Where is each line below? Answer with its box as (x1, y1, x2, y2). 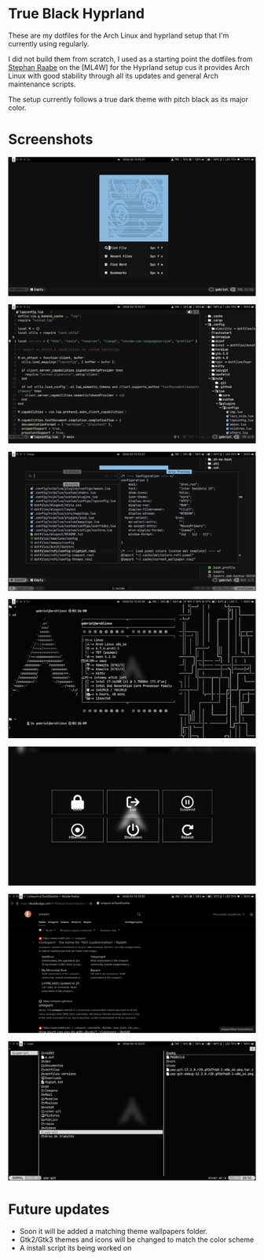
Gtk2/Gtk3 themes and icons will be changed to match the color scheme (19, 1235, 255, 1244)
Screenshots (8, 130, 93, 149)
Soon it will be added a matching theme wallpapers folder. (19, 1226, 208, 1236)
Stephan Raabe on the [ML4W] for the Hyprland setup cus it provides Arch (8, 62, 250, 72)
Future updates (8, 1200, 110, 1218)
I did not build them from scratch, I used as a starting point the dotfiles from (8, 54, 253, 64)
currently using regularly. (8, 39, 90, 48)
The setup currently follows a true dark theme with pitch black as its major (8, 94, 249, 104)
